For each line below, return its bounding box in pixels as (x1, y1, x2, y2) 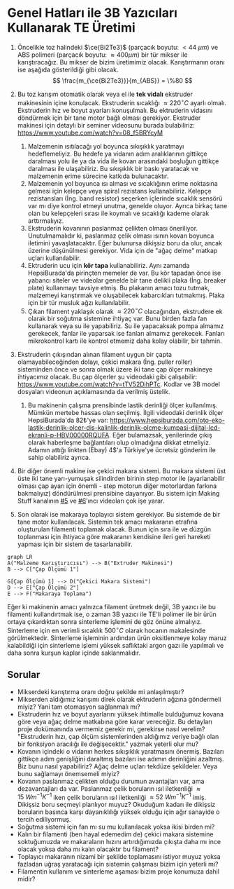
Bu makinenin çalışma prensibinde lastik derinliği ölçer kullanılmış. (27, 401, 218, 409)
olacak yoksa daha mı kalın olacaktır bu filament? (17, 845, 159, 853)
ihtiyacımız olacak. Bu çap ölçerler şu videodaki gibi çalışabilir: (17, 373, 198, 381)
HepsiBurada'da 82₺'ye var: (27, 416, 109, 425)
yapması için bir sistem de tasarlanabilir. (17, 540, 133, 548)
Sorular (7, 669, 41, 681)
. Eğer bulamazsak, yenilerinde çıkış (109, 431, 212, 440)
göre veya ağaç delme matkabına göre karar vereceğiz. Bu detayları (17, 717, 213, 726)
